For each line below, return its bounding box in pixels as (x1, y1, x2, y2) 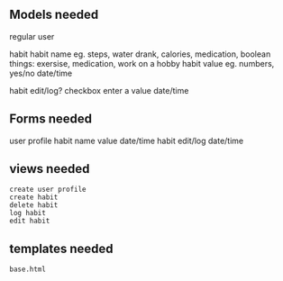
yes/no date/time (9, 68, 73, 78)
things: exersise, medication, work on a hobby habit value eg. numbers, (9, 58, 275, 68)
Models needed (9, 7, 99, 23)
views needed (9, 161, 90, 177)
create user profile (9, 185, 87, 195)
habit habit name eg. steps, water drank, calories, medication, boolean (9, 49, 271, 59)
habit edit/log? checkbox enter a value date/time (9, 85, 189, 95)
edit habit (9, 216, 50, 226)
